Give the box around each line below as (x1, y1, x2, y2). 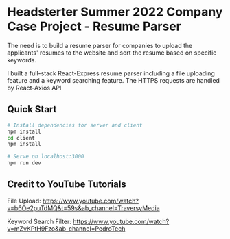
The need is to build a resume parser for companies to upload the (7, 41, 193, 49)
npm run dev (7, 160, 41, 166)
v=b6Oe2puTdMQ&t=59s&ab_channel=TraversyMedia (7, 203, 160, 212)
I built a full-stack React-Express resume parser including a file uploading (7, 69, 215, 77)
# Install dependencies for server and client (7, 121, 143, 129)
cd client (7, 134, 36, 141)
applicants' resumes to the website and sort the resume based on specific (7, 49, 217, 57)
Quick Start (7, 103, 57, 115)
